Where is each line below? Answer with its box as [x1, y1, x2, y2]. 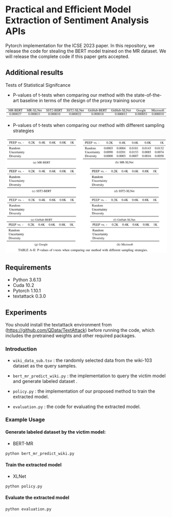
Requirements [5, 263, 51, 272]
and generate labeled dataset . [12, 378, 78, 384]
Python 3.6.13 [12, 276, 42, 283]
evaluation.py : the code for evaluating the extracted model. [12, 403, 141, 410]
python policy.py [5, 484, 43, 489]
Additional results [5, 68, 64, 77]
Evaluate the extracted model [5, 494, 69, 501]
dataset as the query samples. [12, 362, 77, 368]
